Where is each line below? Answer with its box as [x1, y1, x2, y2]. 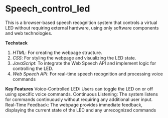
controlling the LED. [12, 65, 54, 71]
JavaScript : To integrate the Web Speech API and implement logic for [12, 60, 156, 66]
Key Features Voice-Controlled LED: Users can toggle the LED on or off [5, 85, 153, 91]
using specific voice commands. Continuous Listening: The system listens [5, 91, 158, 97]
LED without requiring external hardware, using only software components [5, 24, 159, 30]
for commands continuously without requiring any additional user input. [5, 96, 153, 102]
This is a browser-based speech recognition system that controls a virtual [5, 19, 157, 25]
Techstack [5, 39, 28, 45]
